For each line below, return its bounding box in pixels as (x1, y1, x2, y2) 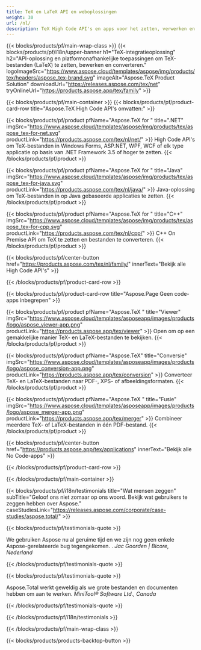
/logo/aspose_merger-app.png (6, 408, 82, 416)
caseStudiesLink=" (6, 507, 53, 514)
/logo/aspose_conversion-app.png (6, 365, 92, 372)
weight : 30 (6, 14, 34, 20)
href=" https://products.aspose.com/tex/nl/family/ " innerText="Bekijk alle (6, 260, 187, 268)
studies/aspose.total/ (6, 513, 59, 520)
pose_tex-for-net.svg (6, 130, 58, 137)
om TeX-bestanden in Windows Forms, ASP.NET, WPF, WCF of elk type (6, 142, 184, 149)
